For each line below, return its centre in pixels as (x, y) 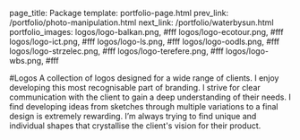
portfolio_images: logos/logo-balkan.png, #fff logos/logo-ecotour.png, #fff (146, 32)
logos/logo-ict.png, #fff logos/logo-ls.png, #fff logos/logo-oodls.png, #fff (145, 41)
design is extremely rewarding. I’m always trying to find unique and (133, 116)
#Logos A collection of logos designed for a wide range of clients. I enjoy (144, 78)
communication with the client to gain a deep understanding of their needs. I (150, 97)
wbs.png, (26, 61)
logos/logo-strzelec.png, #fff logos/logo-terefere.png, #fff (116, 51)
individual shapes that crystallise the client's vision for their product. (135, 126)
